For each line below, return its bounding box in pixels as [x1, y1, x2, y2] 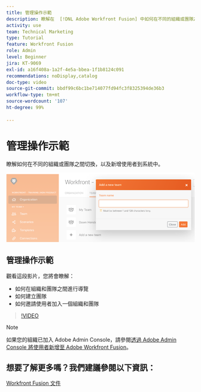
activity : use [6, 22, 42, 28]
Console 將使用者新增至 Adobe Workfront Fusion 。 [6, 343, 132, 351]
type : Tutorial [6, 35, 44, 41]
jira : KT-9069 [6, 60, 42, 66]
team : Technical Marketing [6, 29, 74, 35]
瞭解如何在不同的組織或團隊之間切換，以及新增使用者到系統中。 [6, 160, 163, 167]
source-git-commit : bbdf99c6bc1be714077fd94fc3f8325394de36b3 [6, 86, 165, 92]
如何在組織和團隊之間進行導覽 [14, 285, 89, 292]
